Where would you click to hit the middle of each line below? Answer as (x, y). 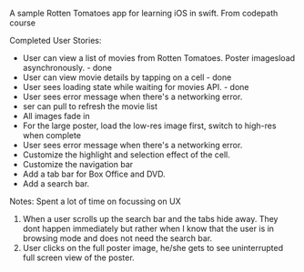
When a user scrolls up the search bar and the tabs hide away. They (150, 219)
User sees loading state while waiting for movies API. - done (136, 87)
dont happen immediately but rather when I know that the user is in (148, 228)
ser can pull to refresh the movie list (90, 106)
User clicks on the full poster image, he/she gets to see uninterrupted (153, 248)
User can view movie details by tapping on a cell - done (127, 77)
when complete (52, 135)
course (23, 23)
